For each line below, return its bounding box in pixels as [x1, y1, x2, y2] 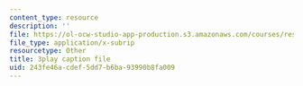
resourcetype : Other [9, 47, 87, 56]
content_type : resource [9, 13, 99, 22]
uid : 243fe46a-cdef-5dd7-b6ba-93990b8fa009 [9, 64, 176, 73]
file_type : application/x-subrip [9, 38, 135, 47]
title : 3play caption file [9, 55, 111, 64]
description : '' [9, 21, 70, 30]
